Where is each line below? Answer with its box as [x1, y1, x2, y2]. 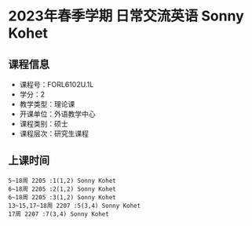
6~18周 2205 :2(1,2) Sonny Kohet [8, 185, 116, 193]
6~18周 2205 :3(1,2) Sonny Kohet [8, 193, 116, 201]
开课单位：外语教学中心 [19, 109, 96, 118]
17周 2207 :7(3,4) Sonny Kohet [8, 210, 110, 218]
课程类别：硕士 [19, 119, 68, 128]
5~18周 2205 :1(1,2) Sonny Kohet [8, 177, 116, 184]
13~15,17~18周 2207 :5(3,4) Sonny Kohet [8, 202, 141, 210]
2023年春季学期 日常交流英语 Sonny [8, 7, 245, 25]
